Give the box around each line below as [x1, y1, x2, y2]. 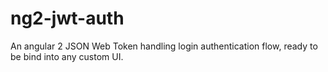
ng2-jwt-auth [10, 7, 125, 30]
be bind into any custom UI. [10, 50, 124, 62]
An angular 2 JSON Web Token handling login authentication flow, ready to [10, 40, 318, 52]
